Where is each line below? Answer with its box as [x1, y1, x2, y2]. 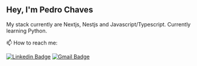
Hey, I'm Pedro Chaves [6, 5, 93, 15]
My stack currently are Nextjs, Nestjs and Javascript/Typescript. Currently [6, 20, 191, 28]
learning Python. [6, 27, 48, 34]
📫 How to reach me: [6, 39, 58, 46]
